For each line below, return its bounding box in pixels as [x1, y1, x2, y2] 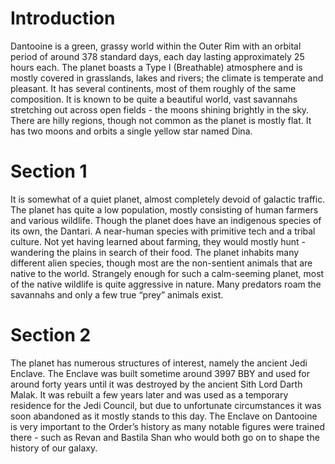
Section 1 [10, 160, 88, 183]
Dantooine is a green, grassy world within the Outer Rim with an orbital [10, 40, 302, 52]
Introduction [10, 7, 116, 30]
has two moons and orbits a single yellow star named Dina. [10, 125, 253, 137]
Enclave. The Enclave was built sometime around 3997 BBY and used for [10, 367, 310, 379]
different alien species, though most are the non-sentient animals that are [10, 257, 313, 269]
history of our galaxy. [10, 442, 98, 454]
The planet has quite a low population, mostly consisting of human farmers [10, 203, 319, 216]
